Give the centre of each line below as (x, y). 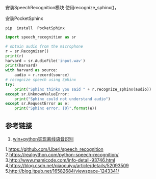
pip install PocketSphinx (35, 28)
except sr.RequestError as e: (37, 104)
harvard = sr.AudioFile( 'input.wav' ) (45, 61)
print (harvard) (21, 66)
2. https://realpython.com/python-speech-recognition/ (62, 154)
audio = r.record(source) (42, 75)
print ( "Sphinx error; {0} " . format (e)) (56, 108)
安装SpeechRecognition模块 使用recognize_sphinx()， (62, 7)
